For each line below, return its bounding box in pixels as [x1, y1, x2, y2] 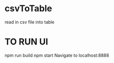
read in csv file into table [4, 19, 55, 25]
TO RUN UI [4, 36, 49, 47]
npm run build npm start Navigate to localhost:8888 [4, 52, 109, 58]
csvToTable [4, 3, 53, 14]
